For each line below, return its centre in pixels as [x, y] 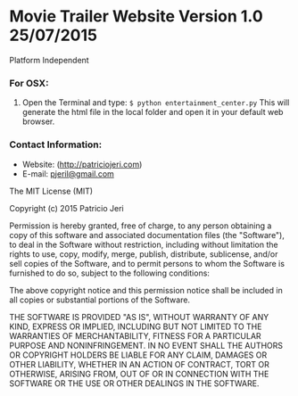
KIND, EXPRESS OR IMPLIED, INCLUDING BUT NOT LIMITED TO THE [136, 326]
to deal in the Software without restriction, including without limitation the [144, 244]
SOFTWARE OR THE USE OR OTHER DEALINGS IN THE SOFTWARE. [134, 383]
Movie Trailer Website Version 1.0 [136, 16]
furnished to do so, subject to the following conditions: [109, 273]
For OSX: [29, 83]
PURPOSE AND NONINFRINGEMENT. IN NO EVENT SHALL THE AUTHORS [146, 345]
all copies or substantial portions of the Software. [99, 300]
